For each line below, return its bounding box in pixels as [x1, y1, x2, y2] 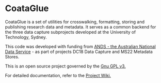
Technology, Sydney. [5, 34, 47, 40]
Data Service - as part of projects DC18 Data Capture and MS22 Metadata [5, 49, 153, 55]
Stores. [5, 54, 19, 59]
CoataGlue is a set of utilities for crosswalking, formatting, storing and [5, 19, 145, 25]
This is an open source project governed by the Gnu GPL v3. [5, 63, 126, 69]
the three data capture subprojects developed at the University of [5, 29, 136, 35]
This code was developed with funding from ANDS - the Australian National [5, 43, 156, 49]
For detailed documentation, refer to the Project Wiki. [5, 72, 111, 78]
